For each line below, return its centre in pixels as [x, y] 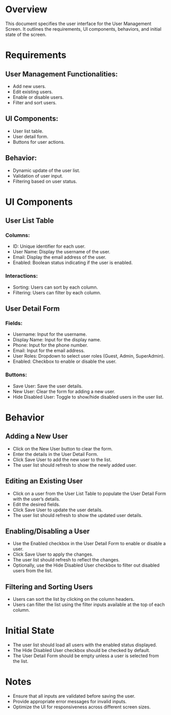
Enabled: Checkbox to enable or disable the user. [65, 361]
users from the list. [33, 571]
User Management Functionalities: [62, 74]
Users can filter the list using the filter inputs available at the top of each [89, 604]
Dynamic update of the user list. [46, 170]
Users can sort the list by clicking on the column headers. [73, 599]
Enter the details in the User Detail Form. [55, 454]
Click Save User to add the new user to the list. [62, 460]
